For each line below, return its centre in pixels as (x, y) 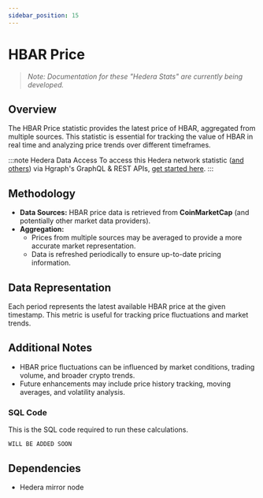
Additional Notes (50, 348)
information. (51, 263)
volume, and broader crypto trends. (77, 375)
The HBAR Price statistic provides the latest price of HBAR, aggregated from (132, 128)
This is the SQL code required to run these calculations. (98, 429)
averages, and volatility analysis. (72, 392)
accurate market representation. (83, 246)
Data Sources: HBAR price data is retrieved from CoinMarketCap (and (134, 213)
